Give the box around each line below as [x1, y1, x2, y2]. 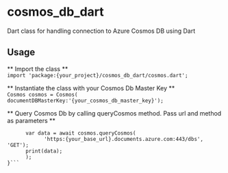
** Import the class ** [7, 64, 68, 72]
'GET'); [7, 142, 29, 148]
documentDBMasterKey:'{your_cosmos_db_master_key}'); [7, 97, 164, 104]
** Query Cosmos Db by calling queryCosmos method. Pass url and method [7, 109, 222, 117]
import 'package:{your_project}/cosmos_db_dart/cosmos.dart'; [7, 72, 188, 79]
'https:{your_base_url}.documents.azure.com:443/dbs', [43, 135, 204, 142]
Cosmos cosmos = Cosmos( [7, 91, 78, 98]
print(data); [25, 148, 63, 155]
